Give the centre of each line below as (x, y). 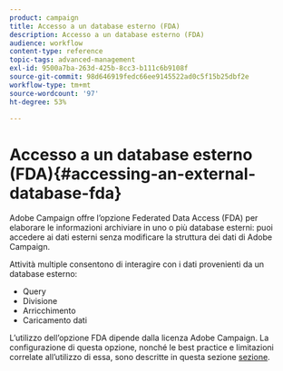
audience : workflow (46, 43)
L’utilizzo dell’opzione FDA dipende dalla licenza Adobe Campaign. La (139, 338)
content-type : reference (56, 52)
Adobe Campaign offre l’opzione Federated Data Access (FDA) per (134, 218)
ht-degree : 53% (38, 102)
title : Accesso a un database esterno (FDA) (95, 26)
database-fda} (66, 193)
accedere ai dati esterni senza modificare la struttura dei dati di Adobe (141, 237)
